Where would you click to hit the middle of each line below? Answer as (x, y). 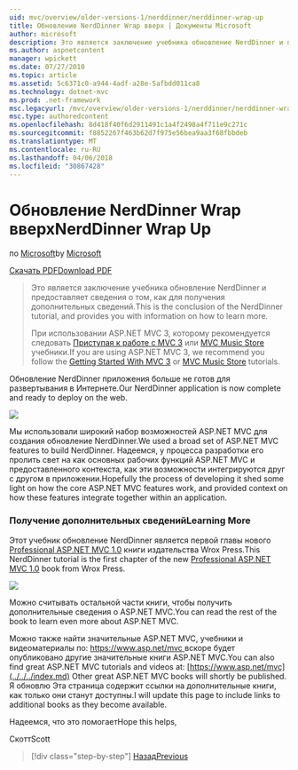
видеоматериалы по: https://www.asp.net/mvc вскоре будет (122, 647)
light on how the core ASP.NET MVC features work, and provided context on (149, 488)
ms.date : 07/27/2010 (47, 67)
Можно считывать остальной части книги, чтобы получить (121, 602)
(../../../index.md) (40, 676)
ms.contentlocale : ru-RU (55, 149)
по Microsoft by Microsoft (55, 253)
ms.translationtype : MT (53, 141)
